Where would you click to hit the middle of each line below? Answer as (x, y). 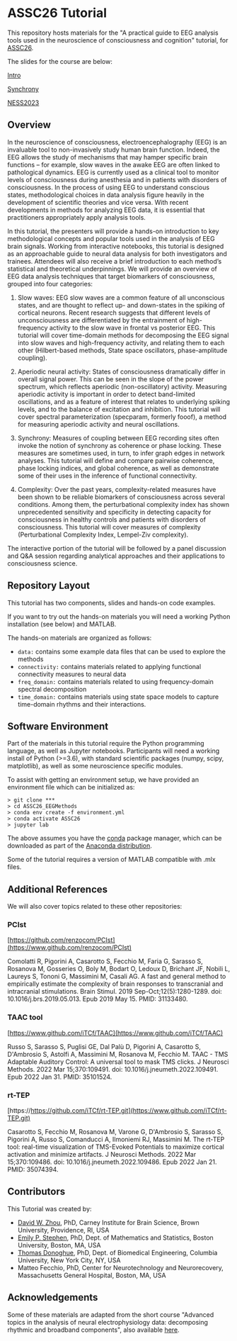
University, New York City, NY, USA (69, 1260)
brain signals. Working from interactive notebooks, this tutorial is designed (116, 246)
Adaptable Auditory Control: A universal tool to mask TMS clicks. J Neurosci (118, 1062)
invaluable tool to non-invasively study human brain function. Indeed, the (114, 150)
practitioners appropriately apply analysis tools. (77, 217)
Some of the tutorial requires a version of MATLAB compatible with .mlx (111, 860)
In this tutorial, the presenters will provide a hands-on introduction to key (113, 231)
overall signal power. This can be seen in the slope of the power (110, 379)
